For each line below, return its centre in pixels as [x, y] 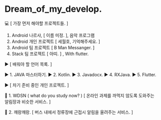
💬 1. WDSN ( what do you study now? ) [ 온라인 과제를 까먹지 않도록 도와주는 [80, 95]
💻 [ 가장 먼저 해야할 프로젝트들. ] [36, 23]
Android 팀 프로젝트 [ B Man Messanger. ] [53, 47]
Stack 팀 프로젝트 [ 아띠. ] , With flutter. [50, 54]
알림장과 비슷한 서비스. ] [28, 101]
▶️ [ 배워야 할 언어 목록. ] [28, 64]
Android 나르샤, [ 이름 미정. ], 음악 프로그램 [53, 35]
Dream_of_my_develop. [53, 9]
